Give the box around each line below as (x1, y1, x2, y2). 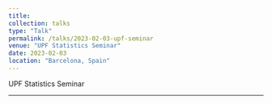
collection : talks (8, 19, 70, 27)
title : (8, 11, 31, 20)
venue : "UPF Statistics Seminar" (8, 42, 121, 50)
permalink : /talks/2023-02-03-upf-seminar (8, 34, 154, 43)
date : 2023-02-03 (8, 49, 67, 57)
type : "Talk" (8, 27, 53, 35)
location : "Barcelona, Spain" (8, 57, 111, 65)
